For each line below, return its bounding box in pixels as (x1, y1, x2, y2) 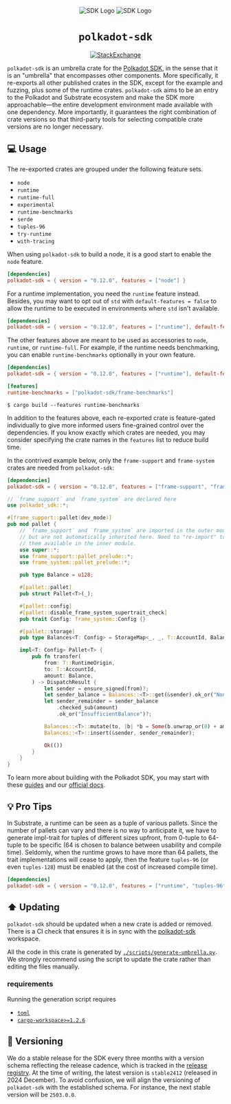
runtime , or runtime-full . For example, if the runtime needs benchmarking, (7, 344, 220, 352)
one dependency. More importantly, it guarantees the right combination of (7, 107, 217, 116)
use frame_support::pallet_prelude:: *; (19, 553, 134, 560)
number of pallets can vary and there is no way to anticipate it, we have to (7, 826, 217, 835)
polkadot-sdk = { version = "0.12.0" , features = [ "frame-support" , (7, 483, 208, 490)
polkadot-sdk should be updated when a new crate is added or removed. (7, 920, 213, 928)
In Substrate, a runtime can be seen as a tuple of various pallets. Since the (7, 819, 218, 827)
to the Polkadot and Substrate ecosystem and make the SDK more (7, 93, 195, 101)
